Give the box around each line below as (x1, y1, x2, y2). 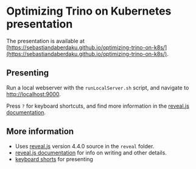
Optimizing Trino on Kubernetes (6, 4, 172, 18)
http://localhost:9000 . (6, 90, 61, 98)
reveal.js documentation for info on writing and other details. (15, 149, 167, 156)
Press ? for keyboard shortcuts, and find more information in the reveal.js (6, 102, 190, 109)
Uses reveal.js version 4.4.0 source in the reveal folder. (15, 142, 155, 150)
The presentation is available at (6, 37, 85, 44)
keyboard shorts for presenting (15, 155, 93, 162)
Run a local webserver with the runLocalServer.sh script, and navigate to (6, 84, 189, 91)
